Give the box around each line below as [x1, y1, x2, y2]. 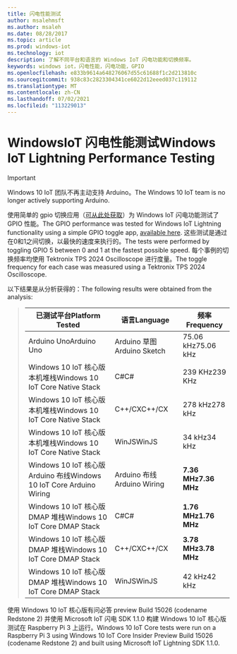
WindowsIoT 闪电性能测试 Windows [7, 135, 217, 151]
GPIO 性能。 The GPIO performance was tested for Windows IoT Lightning [7, 219, 221, 228]
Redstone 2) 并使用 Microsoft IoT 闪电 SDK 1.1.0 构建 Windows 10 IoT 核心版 [7, 614, 227, 623]
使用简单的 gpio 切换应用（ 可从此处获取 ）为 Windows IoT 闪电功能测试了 [7, 210, 219, 219]
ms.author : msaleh [7, 23, 61, 30]
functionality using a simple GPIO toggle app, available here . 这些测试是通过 [7, 228, 228, 236]
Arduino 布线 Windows [28, 471, 102, 480]
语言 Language [121, 315, 170, 325]
